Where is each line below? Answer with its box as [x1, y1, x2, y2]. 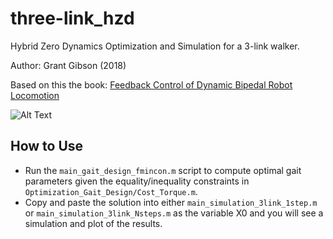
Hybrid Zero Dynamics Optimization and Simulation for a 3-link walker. [10, 40, 300, 52]
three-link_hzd [10, 7, 135, 30]
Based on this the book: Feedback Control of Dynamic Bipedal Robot [10, 78, 293, 91]
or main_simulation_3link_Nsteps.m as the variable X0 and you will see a [24, 207, 324, 219]
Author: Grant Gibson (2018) [10, 59, 127, 71]
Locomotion [10, 89, 60, 101]
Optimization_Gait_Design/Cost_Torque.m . [24, 185, 198, 197]
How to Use [10, 138, 84, 155]
